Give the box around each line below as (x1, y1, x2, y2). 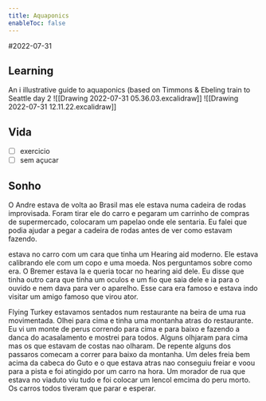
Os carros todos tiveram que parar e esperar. (8, 383, 157, 393)
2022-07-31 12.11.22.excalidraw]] (8, 102, 117, 112)
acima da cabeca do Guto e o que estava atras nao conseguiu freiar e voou (8, 358, 256, 368)
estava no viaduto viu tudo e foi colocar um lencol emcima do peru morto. (8, 375, 251, 385)
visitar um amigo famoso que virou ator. (8, 292, 139, 301)
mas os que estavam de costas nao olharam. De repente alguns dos (8, 341, 231, 351)
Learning (8, 64, 54, 77)
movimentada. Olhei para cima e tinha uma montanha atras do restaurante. (8, 316, 253, 325)
